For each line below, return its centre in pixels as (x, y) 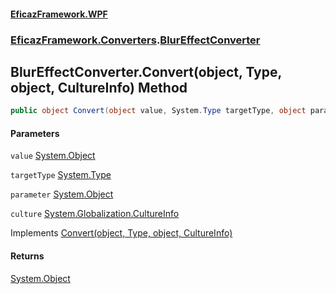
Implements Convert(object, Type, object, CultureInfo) (121, 233)
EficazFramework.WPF (59, 14)
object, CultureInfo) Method (99, 87)
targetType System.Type (61, 175)
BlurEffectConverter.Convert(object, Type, (146, 71)
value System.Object (53, 156)
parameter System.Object (62, 194)
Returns (27, 256)
